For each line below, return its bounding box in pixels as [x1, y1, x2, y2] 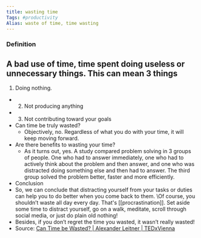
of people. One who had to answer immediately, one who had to [24, 154, 184, 161]
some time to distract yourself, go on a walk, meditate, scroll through [15, 205, 186, 213]
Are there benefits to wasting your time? [15, 141, 116, 148]
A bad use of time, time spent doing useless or [6, 59, 185, 69]
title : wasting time [6, 8, 59, 15]
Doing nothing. [15, 84, 53, 91]
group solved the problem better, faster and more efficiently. [24, 173, 175, 180]
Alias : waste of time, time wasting [6, 20, 99, 26]
